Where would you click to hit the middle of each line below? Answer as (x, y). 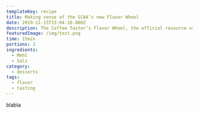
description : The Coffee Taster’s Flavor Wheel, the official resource (96, 28)
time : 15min (21, 39)
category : (18, 66)
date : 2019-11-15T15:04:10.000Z (46, 22)
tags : (13, 77)
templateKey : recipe (32, 11)
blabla (14, 105)
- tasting (23, 88)
